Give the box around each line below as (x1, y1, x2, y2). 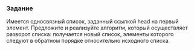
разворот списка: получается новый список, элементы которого (6, 31, 174, 38)
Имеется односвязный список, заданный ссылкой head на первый (6, 18, 179, 25)
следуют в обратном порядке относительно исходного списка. (6, 37, 170, 45)
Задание (6, 4, 33, 13)
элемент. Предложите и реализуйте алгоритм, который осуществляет (6, 24, 189, 31)
